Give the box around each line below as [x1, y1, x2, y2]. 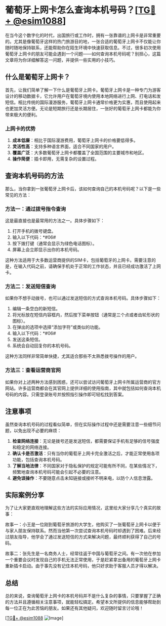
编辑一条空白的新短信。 [12, 306, 60, 312]
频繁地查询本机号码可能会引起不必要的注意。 [12, 469, 104, 475]
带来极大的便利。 [5, 112, 40, 118]
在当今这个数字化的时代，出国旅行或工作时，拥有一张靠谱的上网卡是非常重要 [5, 32, 161, 38]
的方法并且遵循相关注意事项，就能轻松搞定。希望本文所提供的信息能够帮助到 [5, 599, 161, 605]
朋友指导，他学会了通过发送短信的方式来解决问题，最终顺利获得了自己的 [9, 534, 157, 540]
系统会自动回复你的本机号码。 [12, 343, 73, 349]
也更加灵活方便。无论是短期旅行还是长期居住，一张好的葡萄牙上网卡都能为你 [5, 105, 161, 111]
